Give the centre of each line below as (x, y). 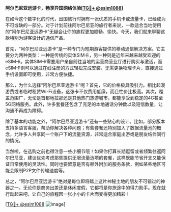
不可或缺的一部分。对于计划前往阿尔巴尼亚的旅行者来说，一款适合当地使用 (83, 25)
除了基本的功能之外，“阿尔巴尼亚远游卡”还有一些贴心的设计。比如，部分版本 (85, 121)
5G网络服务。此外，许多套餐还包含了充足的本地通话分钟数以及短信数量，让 (84, 104)
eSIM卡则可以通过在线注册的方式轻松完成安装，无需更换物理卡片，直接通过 (84, 68)
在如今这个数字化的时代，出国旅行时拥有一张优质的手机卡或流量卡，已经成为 (85, 19)
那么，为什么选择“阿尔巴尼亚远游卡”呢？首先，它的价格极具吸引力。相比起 (83, 85)
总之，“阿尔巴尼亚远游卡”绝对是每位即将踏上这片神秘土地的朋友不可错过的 (83, 181)
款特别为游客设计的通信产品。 (36, 38)
